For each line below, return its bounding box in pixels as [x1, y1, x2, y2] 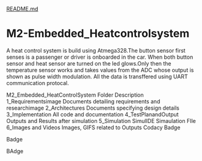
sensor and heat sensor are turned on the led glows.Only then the [6, 59, 172, 67]
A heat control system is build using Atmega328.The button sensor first [6, 47, 186, 54]
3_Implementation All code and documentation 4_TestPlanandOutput [6, 110, 179, 118]
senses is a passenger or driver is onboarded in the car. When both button [6, 53, 193, 61]
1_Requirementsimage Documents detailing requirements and [6, 97, 161, 105]
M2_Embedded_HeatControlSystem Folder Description [6, 91, 144, 99]
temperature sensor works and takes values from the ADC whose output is [6, 66, 194, 73]
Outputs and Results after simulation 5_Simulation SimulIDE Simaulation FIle [6, 117, 197, 124]
